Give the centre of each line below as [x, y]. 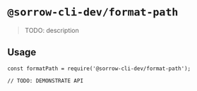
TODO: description [52, 30]
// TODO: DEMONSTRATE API [45, 80]
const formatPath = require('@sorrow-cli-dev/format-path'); [99, 69]
